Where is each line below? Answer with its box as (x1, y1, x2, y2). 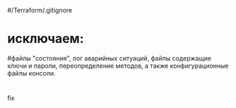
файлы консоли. (7, 68, 56, 77)
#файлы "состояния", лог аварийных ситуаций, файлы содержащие (7, 54, 212, 62)
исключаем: (7, 31, 84, 47)
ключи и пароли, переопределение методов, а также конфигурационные (7, 61, 229, 70)
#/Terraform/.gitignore (7, 6, 73, 14)
